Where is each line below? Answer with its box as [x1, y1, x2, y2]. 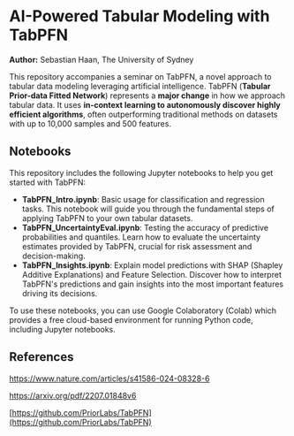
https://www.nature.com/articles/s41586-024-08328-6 [9, 373, 210, 384]
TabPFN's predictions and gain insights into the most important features [21, 279, 284, 289]
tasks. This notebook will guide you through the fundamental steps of [21, 203, 275, 214]
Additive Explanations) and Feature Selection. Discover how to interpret [21, 269, 283, 279]
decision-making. [21, 250, 86, 261]
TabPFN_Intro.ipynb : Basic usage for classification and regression [21, 194, 265, 204]
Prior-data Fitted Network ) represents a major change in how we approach [9, 90, 285, 101]
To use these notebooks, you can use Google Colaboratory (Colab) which [9, 305, 276, 316]
